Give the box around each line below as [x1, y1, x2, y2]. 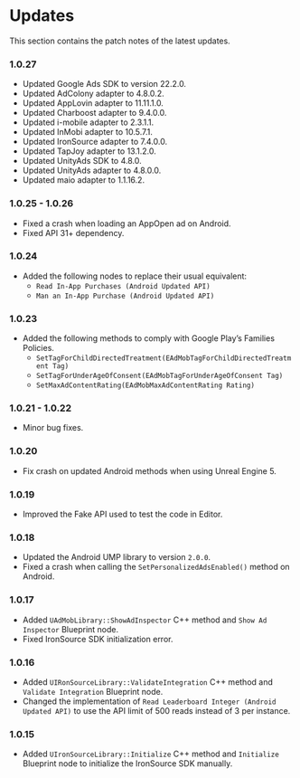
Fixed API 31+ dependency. [22, 227, 125, 238]
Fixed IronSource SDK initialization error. [22, 633, 173, 644]
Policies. [22, 343, 54, 354]
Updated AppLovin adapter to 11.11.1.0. [22, 98, 164, 109]
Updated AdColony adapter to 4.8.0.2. [22, 88, 164, 100]
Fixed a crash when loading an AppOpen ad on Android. [22, 218, 232, 229]
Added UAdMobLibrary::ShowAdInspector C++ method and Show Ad [22, 614, 267, 625]
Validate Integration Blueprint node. [22, 686, 164, 697]
